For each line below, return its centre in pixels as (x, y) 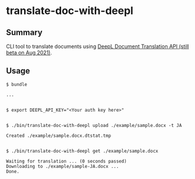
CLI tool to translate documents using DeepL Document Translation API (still (97, 46)
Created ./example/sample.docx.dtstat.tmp (59, 136)
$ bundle (17, 84)
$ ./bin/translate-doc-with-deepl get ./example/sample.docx (82, 151)
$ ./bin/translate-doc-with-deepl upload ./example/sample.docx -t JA (94, 125)
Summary (24, 32)
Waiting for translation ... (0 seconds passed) (66, 161)
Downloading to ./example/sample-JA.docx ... (62, 166)
